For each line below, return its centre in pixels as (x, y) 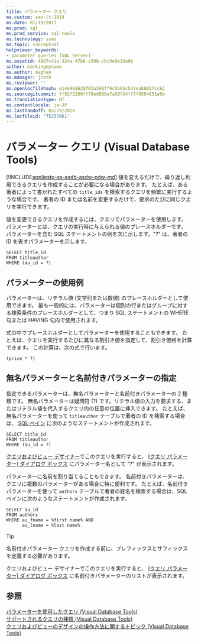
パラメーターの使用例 (45, 282)
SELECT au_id (22, 510)
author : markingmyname (34, 67)
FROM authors (22, 515)
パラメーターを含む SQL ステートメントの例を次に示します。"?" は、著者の (97, 234)
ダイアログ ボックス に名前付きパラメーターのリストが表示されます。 (104, 575)
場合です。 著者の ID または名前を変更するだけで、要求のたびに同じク (101, 199)
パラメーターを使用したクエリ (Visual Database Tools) (72, 611)
